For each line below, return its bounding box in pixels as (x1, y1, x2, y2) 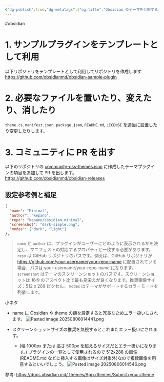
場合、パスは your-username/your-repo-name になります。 (17, 265, 137, 271)
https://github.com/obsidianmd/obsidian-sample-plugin (5, 74, 117, 80)
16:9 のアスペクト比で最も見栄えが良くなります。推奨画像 (31, 277, 147, 283)
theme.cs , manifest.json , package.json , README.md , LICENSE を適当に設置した (5, 121, 158, 127)
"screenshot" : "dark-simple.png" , (9, 222, 80, 227)
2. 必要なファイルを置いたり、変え (5, 92, 143, 103)
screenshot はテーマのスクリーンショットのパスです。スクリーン (17, 271, 146, 277)
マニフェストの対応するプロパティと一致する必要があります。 (30, 247, 154, 253)
